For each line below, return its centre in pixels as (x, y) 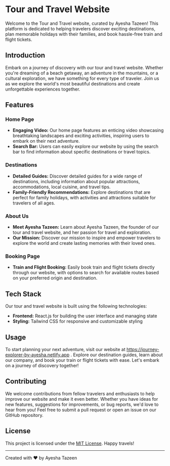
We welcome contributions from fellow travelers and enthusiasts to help (80, 394)
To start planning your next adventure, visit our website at (65, 349)
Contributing (26, 381)
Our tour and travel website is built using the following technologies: (76, 306)
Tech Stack (23, 294)
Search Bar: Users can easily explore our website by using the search (85, 146)
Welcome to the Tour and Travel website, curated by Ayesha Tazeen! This (82, 23)
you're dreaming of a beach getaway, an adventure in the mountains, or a (82, 73)
